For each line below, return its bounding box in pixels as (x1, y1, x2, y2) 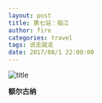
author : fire (8, 26, 52, 34)
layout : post (8, 11, 52, 20)
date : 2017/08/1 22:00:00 (8, 48, 94, 56)
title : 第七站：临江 (8, 19, 69, 27)
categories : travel (8, 33, 73, 42)
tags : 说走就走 (8, 41, 54, 49)
